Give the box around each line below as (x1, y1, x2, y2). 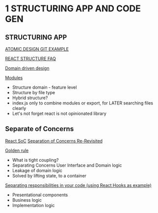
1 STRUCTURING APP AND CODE (5, 3, 141, 14)
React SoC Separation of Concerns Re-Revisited (5, 138, 103, 143)
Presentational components (12, 192, 68, 198)
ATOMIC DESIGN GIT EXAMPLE (5, 46, 69, 52)
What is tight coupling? (12, 157, 59, 163)
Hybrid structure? (12, 95, 48, 101)
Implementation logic (12, 202, 55, 208)
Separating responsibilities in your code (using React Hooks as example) (5, 182, 152, 188)
